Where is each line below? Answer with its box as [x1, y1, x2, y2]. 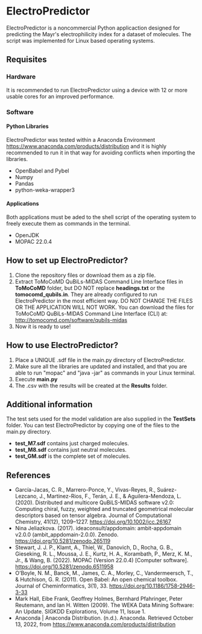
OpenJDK [14, 231, 40, 239]
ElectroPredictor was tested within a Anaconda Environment [6, 136, 156, 143]
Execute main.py [14, 375, 58, 382]
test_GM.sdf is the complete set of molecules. [14, 452, 131, 460]
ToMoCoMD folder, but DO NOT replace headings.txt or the [14, 284, 165, 291]
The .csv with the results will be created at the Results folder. [14, 382, 168, 389]
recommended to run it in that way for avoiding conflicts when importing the [6, 149, 195, 156]
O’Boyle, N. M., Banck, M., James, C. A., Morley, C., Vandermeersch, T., [14, 569, 194, 577]
